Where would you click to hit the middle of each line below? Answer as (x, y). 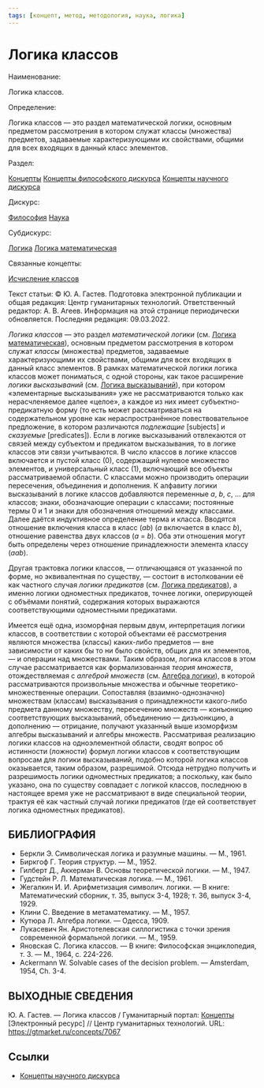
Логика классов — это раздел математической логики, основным (120, 122)
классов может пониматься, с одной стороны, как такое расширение (126, 376)
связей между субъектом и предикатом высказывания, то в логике (122, 443)
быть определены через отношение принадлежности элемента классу (128, 544)
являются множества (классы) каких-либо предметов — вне (111, 642)
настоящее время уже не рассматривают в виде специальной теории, (127, 793)
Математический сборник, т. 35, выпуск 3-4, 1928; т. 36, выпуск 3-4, (135, 896)
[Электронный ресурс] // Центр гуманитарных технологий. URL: (116, 1023)
